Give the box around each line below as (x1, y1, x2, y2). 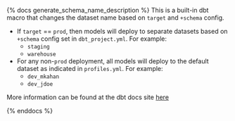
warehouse (27, 51, 57, 58)
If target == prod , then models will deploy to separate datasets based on (16, 27, 228, 35)
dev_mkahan (27, 73, 60, 80)
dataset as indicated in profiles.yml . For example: (16, 65, 163, 72)
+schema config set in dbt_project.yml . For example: (16, 34, 167, 43)
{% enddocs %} (6, 107, 53, 115)
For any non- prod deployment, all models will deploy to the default (16, 57, 209, 65)
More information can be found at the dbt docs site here (6, 93, 170, 101)
